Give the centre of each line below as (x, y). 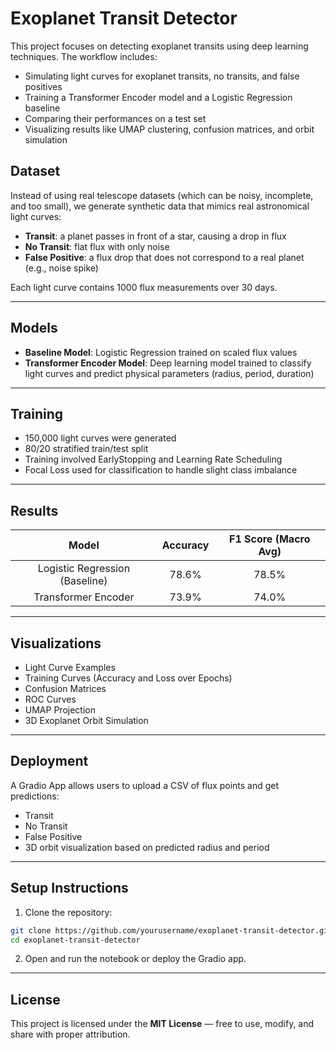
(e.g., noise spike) (61, 268)
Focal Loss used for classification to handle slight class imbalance (161, 470)
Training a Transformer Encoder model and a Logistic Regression (158, 97)
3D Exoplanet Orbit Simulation (86, 720)
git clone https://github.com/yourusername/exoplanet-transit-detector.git (171, 930)
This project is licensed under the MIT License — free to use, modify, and (162, 1024)
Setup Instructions (69, 888)
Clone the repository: (68, 912)
